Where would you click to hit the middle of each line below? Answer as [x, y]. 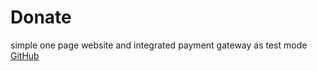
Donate [41, 17]
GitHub [25, 55]
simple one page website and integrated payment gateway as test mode [159, 45]
